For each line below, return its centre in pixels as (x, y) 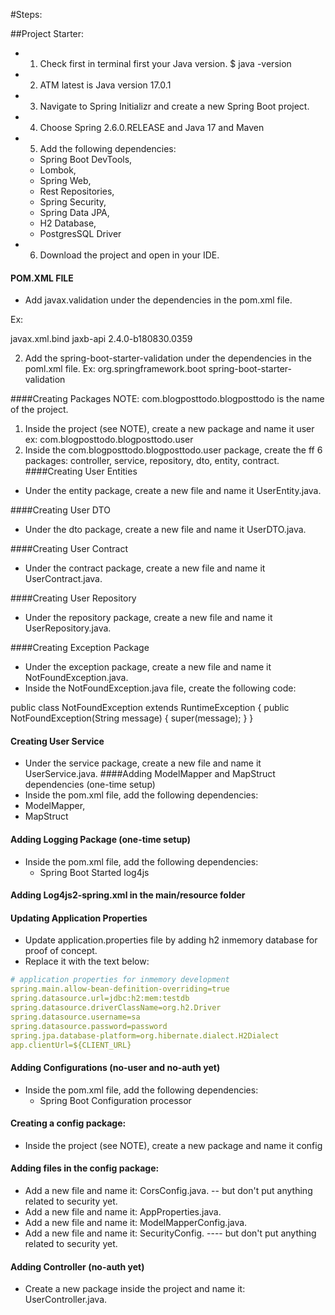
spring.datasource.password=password (89, 1026)
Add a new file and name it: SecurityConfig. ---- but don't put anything (170, 1233)
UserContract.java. (63, 579)
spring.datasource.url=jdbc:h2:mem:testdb (100, 999)
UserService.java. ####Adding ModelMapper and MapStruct (150, 774)
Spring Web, (65, 180)
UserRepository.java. (68, 628)
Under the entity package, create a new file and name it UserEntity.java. (173, 491)
